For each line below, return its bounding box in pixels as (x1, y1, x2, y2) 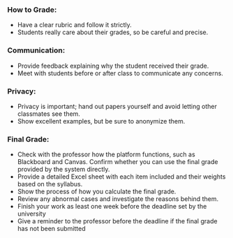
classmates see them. (17, 110, 80, 118)
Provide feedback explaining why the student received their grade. (17, 61, 209, 70)
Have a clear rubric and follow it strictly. (17, 21, 133, 29)
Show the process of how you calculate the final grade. (17, 187, 176, 196)
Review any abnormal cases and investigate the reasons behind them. (17, 195, 218, 203)
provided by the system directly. (17, 165, 110, 174)
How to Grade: (7, 5, 57, 15)
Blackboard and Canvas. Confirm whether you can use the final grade (17, 158, 218, 166)
